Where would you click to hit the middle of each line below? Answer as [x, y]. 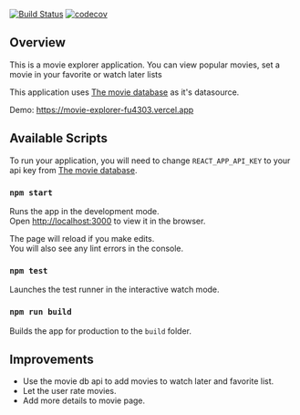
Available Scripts [58, 138]
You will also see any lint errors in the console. [97, 248]
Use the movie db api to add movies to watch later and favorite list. [148, 381]
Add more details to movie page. [84, 400]
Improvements [52, 359]
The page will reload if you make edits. [82, 238]
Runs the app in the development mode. [84, 211]
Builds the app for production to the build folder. [101, 331]
